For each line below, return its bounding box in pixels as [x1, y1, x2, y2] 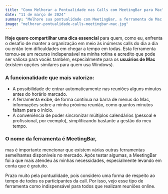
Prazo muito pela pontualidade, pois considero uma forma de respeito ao [5, 172, 155, 178]
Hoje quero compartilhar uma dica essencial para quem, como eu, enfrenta [5, 35, 163, 41]
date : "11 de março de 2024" [5, 12, 66, 17]
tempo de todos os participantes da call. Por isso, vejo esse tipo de [5, 177, 143, 183]
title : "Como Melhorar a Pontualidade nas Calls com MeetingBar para [5, 7, 153, 13]
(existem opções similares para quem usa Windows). [5, 62, 114, 68]
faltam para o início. [12, 107, 53, 113]
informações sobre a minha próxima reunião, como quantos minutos [12, 101, 153, 108]
